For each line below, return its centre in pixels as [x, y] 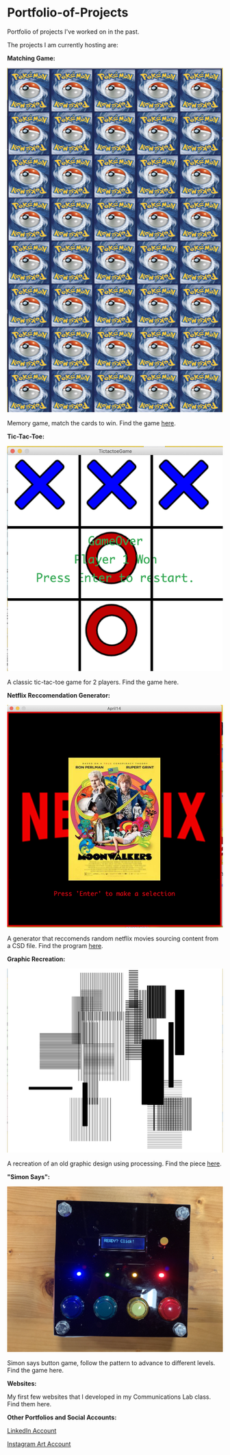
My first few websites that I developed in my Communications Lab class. [109, 1397]
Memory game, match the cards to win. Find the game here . [92, 423]
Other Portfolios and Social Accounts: [62, 1417]
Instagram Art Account [39, 1444]
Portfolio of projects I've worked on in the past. [73, 32]
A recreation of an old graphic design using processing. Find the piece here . [114, 1163]
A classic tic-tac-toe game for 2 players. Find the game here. [93, 682]
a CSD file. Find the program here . [55, 945]
